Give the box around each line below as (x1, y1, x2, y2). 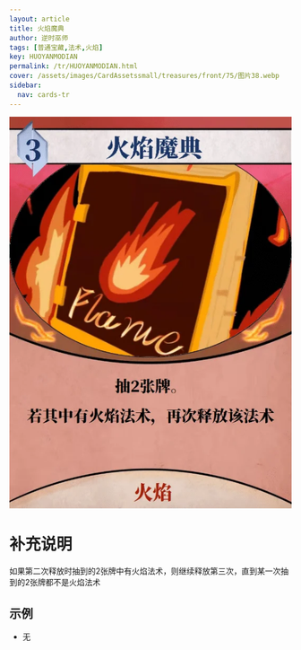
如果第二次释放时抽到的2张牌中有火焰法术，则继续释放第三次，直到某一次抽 (9, 566, 289, 576)
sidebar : (9, 81, 42, 90)
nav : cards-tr (17, 90, 70, 99)
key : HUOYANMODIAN (9, 52, 78, 62)
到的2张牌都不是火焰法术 (9, 577, 101, 588)
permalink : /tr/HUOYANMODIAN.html (9, 62, 139, 71)
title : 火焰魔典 (9, 23, 64, 33)
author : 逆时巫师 (9, 33, 69, 42)
